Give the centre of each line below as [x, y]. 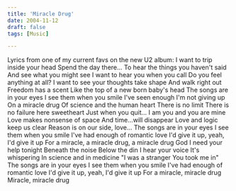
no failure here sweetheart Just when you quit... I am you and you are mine [117, 112]
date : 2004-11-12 [33, 21]
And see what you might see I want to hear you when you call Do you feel [114, 75]
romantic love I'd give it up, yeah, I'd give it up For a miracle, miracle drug [114, 173]
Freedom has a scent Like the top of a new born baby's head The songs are [118, 90]
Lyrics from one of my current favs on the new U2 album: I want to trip [110, 60]
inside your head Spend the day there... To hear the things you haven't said [117, 67]
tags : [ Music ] [28, 34]
